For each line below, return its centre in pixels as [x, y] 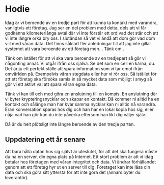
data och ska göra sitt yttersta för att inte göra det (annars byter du [73, 172]
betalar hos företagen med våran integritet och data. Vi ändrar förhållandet [81, 162]
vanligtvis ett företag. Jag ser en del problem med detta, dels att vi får [76, 27]
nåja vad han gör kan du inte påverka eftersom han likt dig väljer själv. [76, 114]
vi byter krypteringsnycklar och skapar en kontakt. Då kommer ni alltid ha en [82, 99]
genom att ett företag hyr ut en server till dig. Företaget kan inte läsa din [78, 167]
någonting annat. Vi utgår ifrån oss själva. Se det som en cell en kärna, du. [80, 63]
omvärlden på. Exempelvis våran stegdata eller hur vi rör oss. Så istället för [81, 74]
